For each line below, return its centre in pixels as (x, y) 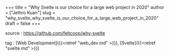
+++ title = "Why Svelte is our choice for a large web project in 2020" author (85, 7)
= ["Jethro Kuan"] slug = (30, 13)
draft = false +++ (23, 23)
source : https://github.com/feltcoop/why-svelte (55, 33)
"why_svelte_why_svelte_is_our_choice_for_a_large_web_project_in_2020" (82, 18)
